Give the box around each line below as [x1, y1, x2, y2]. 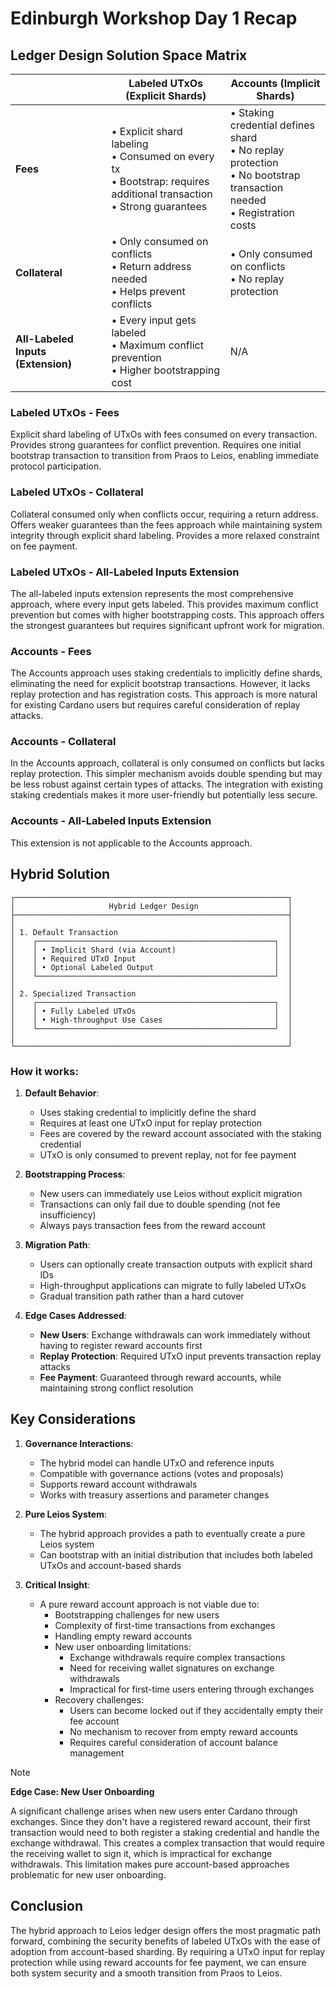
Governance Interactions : [24, 1437, 134, 1449]
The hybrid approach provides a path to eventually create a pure [39, 1527, 306, 1539]
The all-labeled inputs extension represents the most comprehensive [10, 587, 294, 599]
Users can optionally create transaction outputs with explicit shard [39, 1258, 313, 1270]
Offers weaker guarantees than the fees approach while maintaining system [10, 518, 323, 531]
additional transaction [111, 187, 213, 201]
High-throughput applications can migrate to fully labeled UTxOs [39, 1279, 307, 1291]
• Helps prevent [111, 285, 186, 298]
